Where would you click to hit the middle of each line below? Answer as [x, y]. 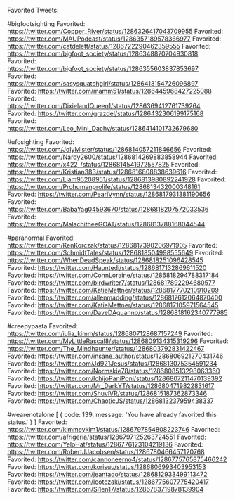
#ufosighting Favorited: [41, 142]
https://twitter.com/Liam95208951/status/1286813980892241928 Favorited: [117, 179]
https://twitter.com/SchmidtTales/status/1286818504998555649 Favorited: [115, 253]
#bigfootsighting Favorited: [46, 24]
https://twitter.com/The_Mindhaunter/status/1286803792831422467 [106, 348]
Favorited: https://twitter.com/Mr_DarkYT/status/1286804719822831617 [111, 386]
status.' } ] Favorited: [37, 422]
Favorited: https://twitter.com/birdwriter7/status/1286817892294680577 [112, 283]
